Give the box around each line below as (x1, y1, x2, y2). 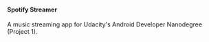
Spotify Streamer (7, 5, 57, 14)
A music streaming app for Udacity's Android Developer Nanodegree (7, 20, 203, 28)
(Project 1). (7, 28, 38, 36)
